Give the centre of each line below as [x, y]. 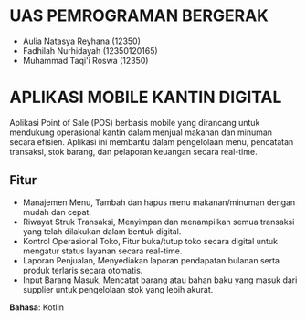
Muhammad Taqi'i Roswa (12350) [85, 60]
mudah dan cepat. [57, 212]
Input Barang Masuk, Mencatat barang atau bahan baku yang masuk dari [160, 280]
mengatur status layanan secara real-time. [102, 251]
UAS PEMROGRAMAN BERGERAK [139, 16]
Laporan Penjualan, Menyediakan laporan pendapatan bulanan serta [151, 260]
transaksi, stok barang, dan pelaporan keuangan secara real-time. [133, 151]
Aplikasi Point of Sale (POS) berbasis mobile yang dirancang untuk [135, 122]
